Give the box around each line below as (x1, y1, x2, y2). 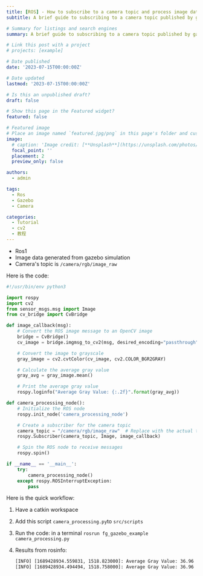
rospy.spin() (17, 450, 50, 456)
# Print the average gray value (17, 383, 98, 389)
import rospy (6, 294, 39, 300)
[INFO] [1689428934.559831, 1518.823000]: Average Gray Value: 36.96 (14, 558, 195, 564)
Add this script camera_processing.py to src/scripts (14, 518, 144, 525)
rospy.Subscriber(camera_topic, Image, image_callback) (17, 434, 161, 440)
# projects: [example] (6, 48, 63, 54)
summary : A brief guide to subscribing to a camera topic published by (6, 31, 190, 37)
